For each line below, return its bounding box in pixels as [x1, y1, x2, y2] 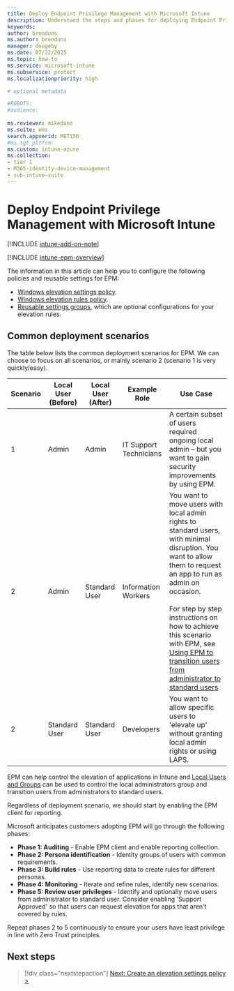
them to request [169, 560, 221, 569]
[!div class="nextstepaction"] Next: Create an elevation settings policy [24, 969, 226, 978]
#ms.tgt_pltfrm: [7, 139, 54, 147]
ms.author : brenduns [7, 36, 68, 43]
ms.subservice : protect [7, 68, 77, 75]
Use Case [180, 389, 213, 398]
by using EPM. [169, 479, 216, 489]
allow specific [169, 702, 214, 712]
